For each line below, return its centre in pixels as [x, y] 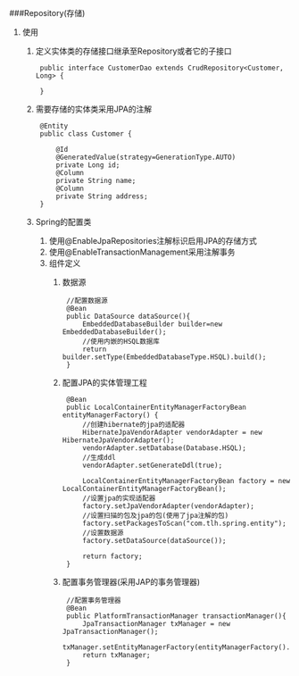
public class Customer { [86, 134]
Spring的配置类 [63, 222]
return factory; [112, 556]
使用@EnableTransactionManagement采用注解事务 [142, 252]
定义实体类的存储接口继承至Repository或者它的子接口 [133, 51]
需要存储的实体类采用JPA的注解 [94, 109]
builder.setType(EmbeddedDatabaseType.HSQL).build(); [164, 357]
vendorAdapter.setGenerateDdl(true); [152, 465]
